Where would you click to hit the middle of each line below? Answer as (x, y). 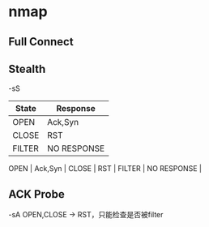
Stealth (27, 69)
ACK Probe (36, 194)
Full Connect (41, 42)
